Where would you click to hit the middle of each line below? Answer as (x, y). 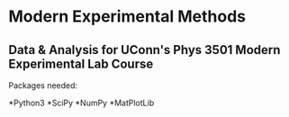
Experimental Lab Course (81, 63)
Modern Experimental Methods (127, 17)
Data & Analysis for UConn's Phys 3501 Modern (144, 50)
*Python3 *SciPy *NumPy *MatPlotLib (81, 103)
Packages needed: (43, 85)
